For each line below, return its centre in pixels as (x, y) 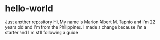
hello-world (29, 9)
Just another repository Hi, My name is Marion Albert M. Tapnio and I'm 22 (80, 22)
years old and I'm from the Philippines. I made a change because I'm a (76, 27)
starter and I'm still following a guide (41, 32)
